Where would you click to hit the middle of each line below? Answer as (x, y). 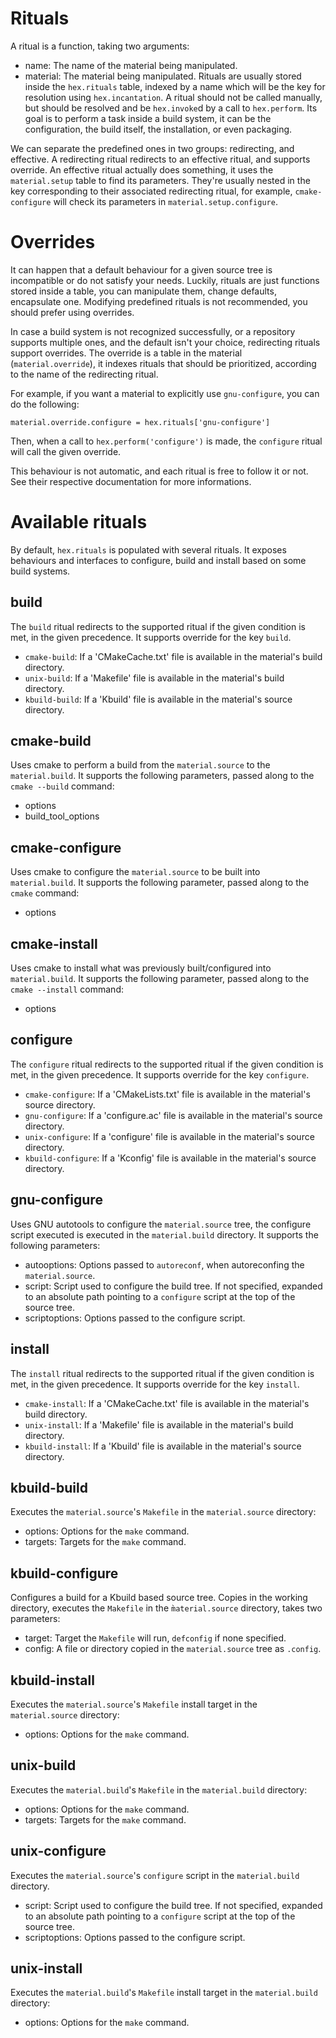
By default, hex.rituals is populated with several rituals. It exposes (148, 549)
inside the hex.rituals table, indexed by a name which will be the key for (175, 86)
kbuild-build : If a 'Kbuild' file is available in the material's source (158, 699)
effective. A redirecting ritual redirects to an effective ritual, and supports (160, 159)
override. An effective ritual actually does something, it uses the (142, 169)
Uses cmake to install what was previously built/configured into (141, 968)
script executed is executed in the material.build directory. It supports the (164, 1234)
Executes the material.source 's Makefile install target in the (134, 1704)
